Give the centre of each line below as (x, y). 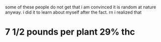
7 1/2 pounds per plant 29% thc (70, 32)
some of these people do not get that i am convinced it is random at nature (80, 7)
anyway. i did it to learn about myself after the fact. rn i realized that (73, 12)
